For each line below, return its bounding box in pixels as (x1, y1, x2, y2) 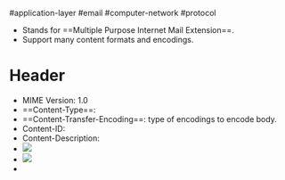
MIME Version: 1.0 (21, 94, 89, 105)
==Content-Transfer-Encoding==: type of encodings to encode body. (21, 113, 278, 124)
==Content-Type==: (21, 104, 96, 115)
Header (9, 66, 65, 86)
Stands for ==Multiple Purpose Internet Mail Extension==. (21, 25, 234, 35)
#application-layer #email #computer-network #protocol (9, 8, 216, 18)
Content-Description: (21, 133, 101, 143)
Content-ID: (21, 123, 66, 134)
